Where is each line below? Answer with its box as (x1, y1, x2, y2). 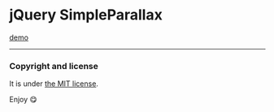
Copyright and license (9, 60, 98, 71)
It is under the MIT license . (9, 79, 98, 88)
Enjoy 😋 (9, 95, 37, 105)
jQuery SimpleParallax (9, 6, 163, 24)
